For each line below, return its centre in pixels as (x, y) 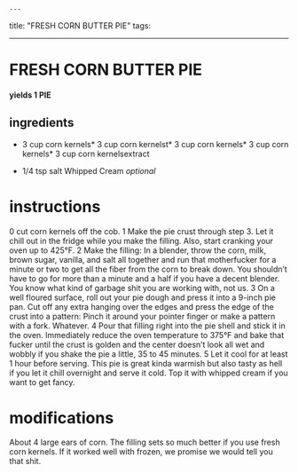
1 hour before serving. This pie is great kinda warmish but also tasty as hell (146, 363)
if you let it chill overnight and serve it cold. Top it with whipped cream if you (149, 373)
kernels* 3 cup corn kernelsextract (86, 154)
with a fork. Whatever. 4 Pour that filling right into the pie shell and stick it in (148, 326)
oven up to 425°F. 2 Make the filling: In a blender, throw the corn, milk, (138, 250)
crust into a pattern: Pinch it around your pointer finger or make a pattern (142, 316)
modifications (62, 418)
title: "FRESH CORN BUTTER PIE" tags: (80, 26)
